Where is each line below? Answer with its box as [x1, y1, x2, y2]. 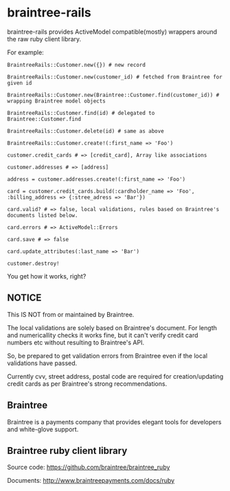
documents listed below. [7, 212, 78, 219]
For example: [7, 48, 45, 56]
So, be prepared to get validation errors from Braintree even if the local [7, 351, 208, 360]
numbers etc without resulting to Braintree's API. [7, 338, 145, 347]
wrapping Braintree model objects [7, 98, 106, 105]
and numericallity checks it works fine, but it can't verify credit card [7, 331, 198, 339]
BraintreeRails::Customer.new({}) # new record [7, 61, 146, 68]
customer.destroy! [7, 260, 60, 267]
